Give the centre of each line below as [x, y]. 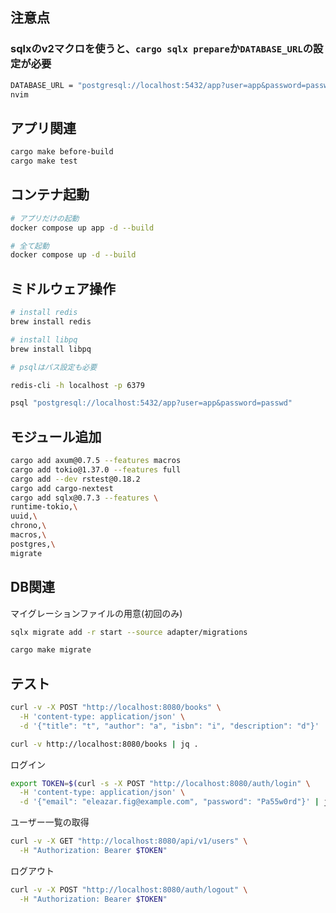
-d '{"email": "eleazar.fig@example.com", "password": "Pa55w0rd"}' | [169, 802]
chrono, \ [28, 526]
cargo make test [44, 161]
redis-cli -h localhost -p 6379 [77, 385]
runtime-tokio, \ [44, 507]
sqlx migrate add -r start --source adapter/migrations [129, 632]
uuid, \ [24, 516]
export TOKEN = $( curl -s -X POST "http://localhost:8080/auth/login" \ [160, 783]
